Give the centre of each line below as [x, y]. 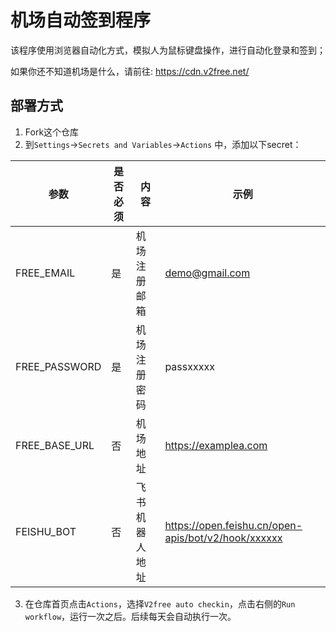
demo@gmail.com [207, 273]
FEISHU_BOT [46, 531]
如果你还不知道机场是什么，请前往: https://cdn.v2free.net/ [130, 71]
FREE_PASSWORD [58, 366]
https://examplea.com [216, 445]
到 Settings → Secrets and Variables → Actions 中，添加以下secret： [163, 144]
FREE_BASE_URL [55, 445]
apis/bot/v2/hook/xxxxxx [223, 538]
